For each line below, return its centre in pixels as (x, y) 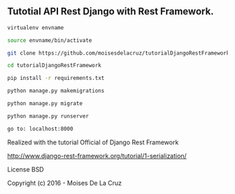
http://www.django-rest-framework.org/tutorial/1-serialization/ (97, 155)
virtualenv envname (36, 27)
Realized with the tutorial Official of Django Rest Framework (93, 142)
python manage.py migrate (45, 104)
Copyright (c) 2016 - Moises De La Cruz (65, 183)
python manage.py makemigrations (56, 91)
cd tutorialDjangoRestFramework (54, 66)
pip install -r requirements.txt (56, 78)
